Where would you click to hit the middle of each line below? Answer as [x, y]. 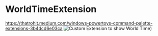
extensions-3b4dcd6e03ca [34, 28]
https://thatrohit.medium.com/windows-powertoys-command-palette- [79, 23]
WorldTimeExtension [51, 9]
